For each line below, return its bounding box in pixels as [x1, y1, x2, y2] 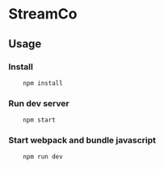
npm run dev [23, 153, 63, 161]
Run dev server [8, 97, 70, 109]
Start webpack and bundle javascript [8, 134, 156, 146]
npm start [23, 116, 57, 125]
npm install [23, 79, 63, 87]
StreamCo [8, 5, 78, 23]
